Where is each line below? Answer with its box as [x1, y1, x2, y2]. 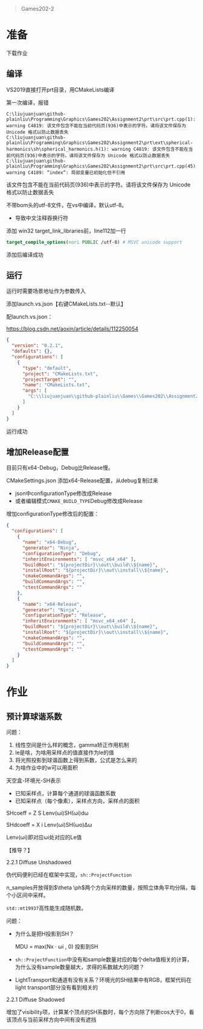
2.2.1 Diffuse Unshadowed [6, 859, 71, 866]
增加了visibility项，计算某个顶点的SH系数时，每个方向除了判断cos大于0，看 [6, 1008, 195, 1016]
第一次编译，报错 [6, 99, 49, 106]
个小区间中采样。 [6, 892, 49, 899]
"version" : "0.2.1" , [11, 343, 63, 349]
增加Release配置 [6, 447, 69, 457]
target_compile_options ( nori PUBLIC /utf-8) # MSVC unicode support [6, 239, 182, 245]
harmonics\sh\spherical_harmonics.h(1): [6, 146, 110, 152]
